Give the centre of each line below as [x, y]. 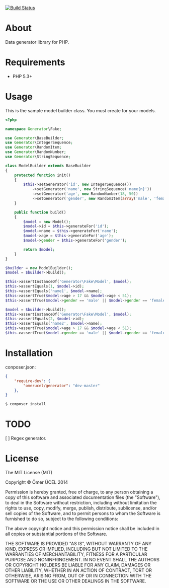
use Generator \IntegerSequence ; [39, 143]
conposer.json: [21, 367]
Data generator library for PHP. [37, 42]
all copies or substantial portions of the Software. [56, 534]
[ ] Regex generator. [26, 438]
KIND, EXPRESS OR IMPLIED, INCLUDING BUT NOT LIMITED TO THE [76, 549]
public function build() [40, 212]
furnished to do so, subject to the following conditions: [62, 519]
